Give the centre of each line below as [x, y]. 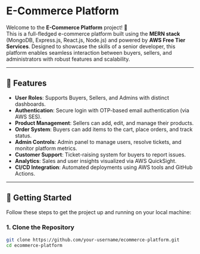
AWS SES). [28, 117]
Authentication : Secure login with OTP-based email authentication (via [102, 110]
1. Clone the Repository [40, 227]
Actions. [25, 173]
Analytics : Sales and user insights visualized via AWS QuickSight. [96, 161]
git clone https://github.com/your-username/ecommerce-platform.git [93, 240]
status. [23, 136]
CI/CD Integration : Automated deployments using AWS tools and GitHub [104, 167]
